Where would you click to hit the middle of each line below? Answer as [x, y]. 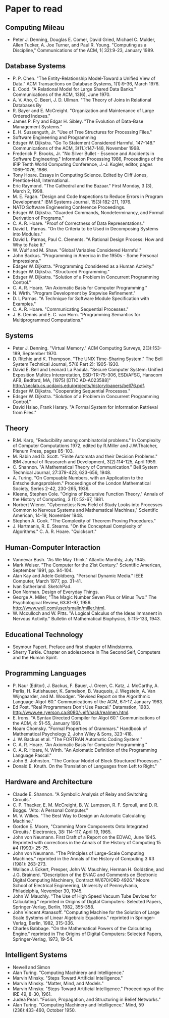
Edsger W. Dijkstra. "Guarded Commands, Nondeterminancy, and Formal [88, 212]
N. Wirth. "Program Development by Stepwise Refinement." [74, 293]
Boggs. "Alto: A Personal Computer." [50, 810]
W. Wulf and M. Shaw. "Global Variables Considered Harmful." [77, 250]
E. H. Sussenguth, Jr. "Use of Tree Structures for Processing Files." [82, 132]
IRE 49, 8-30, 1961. [32, 994]
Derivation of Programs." [38, 218]
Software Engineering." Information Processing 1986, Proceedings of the [88, 159]
